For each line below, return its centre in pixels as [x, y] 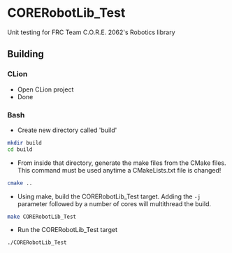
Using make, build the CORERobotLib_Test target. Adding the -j [109, 196]
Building [26, 54]
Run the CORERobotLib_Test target [67, 230]
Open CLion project [45, 89]
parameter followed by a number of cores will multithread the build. [114, 203]
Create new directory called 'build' [67, 130]
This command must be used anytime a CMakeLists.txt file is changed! [119, 170]
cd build [20, 149]
